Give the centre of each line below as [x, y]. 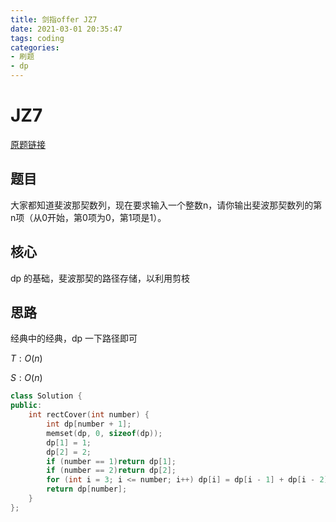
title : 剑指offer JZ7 [54, 19]
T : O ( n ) [26, 358]
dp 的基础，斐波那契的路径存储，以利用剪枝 [100, 278]
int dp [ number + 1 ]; [89, 424]
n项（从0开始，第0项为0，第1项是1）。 [88, 217]
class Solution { [46, 396]
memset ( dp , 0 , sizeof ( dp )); [104, 433]
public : [26, 406]
